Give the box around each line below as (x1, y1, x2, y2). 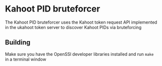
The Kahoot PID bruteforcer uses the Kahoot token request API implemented (5, 19, 157, 25)
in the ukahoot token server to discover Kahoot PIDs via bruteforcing (5, 24, 142, 30)
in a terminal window (5, 56, 46, 62)
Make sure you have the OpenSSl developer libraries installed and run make (5, 51, 154, 57)
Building (5, 39, 30, 47)
